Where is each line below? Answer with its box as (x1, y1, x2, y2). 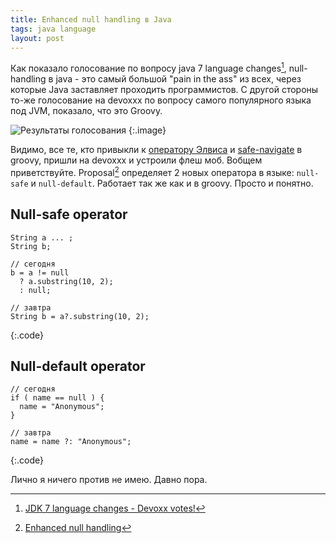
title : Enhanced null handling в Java (10, 14, 172, 25)
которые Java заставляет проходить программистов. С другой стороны (10, 84, 319, 96)
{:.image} (128, 124, 167, 136)
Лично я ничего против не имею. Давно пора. (10, 474, 208, 486)
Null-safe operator (10, 206, 128, 223)
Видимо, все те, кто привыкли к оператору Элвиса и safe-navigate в (10, 144, 303, 156)
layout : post (10, 33, 65, 43)
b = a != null (10, 267, 70, 278)
